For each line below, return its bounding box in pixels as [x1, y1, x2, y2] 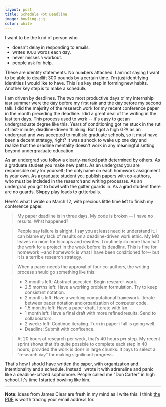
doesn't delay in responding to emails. [12, 44, 90, 50]
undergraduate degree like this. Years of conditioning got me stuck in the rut [5, 121, 161, 127]
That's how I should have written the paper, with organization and [5, 361, 138, 367]
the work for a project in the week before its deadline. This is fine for [17, 244, 157, 250]
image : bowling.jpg [5, 16, 45, 21]
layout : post [5, 7, 32, 12]
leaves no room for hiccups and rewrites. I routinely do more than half [17, 239, 160, 245]
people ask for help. [12, 60, 53, 66]
